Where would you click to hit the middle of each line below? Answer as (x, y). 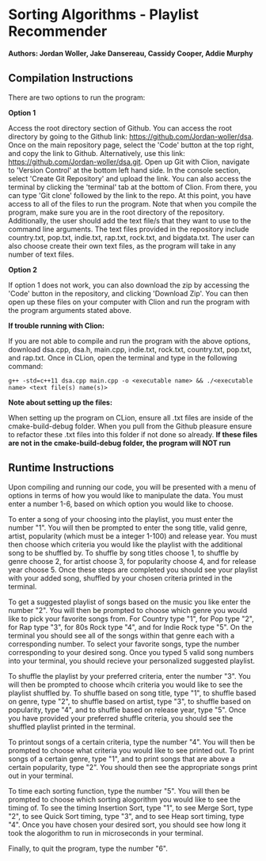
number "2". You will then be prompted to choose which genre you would (128, 610)
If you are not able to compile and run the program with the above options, (129, 341)
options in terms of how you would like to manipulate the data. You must (126, 495)
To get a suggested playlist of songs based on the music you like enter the (129, 602)
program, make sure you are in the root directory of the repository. (116, 212)
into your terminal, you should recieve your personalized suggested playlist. (131, 661)
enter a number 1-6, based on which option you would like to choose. (121, 504)
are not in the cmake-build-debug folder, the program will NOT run (120, 443)
